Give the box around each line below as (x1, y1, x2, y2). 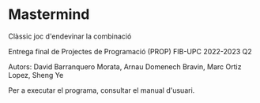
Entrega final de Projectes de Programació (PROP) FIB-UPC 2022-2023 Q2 (8, 46, 253, 56)
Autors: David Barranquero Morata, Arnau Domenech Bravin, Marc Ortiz (8, 61, 242, 72)
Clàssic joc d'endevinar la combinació (8, 31, 132, 41)
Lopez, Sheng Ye (8, 70, 64, 79)
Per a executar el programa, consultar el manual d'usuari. (8, 85, 195, 95)
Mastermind (8, 6, 90, 24)
